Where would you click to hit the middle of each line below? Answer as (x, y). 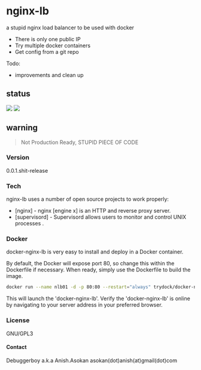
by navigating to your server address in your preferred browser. (84, 305)
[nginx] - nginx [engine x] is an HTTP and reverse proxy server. (93, 211)
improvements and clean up (49, 75)
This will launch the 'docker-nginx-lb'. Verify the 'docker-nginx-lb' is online (98, 299)
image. (15, 276)
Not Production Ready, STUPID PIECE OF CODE (80, 142)
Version (18, 158)
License (18, 320)
